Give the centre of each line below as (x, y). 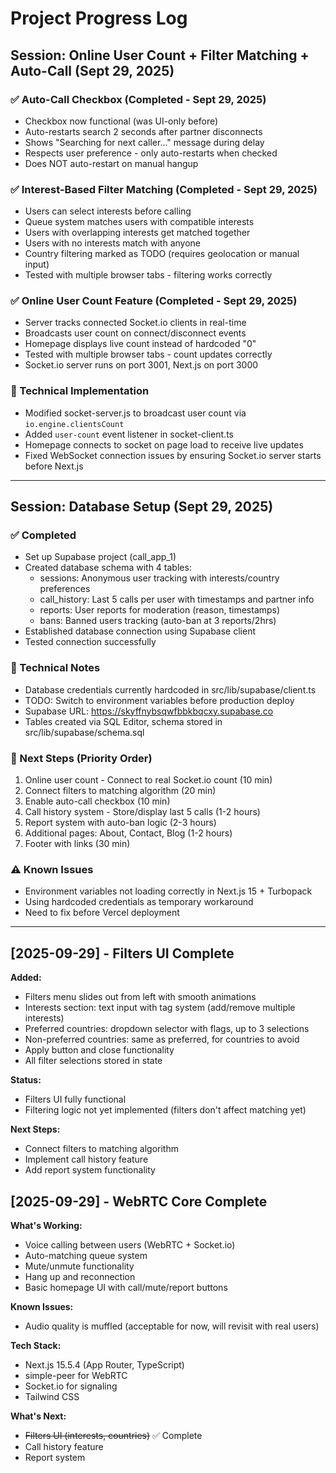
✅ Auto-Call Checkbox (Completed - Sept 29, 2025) (138, 99)
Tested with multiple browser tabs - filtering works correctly (148, 275)
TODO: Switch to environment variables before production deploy (159, 700)
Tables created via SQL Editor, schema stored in (123, 721)
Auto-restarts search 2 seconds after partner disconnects (143, 131)
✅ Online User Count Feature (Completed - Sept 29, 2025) (154, 301)
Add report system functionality (90, 1170)
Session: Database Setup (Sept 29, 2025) (142, 507)
